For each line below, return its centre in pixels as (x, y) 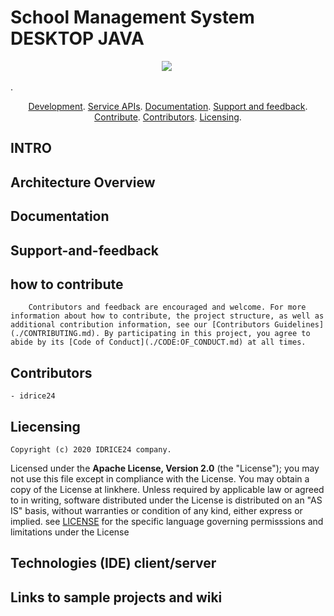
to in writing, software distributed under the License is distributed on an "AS (166, 500)
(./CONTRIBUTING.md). (55, 334)
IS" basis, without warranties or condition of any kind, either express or (156, 510)
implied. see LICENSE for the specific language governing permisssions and (167, 521)
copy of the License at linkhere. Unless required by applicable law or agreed (167, 489)
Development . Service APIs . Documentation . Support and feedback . (168, 106)
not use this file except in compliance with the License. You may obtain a (160, 478)
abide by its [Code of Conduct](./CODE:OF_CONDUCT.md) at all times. (158, 342)
